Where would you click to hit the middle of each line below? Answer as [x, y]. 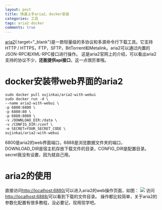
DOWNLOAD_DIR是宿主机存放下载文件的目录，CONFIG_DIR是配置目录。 [77, 149]
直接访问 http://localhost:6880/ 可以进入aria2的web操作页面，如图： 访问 [80, 190]
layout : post [18, 9]
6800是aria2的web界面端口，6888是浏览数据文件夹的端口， [65, 143]
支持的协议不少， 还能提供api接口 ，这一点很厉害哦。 [57, 60]
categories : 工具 [22, 18]
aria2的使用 [28, 176]
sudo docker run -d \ [27, 99]
